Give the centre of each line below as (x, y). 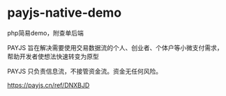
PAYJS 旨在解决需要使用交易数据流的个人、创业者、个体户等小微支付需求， (115, 47)
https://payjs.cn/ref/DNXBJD (48, 85)
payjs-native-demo (65, 13)
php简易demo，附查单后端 (45, 33)
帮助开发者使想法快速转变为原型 (53, 56)
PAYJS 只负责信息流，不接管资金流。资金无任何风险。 (85, 71)
